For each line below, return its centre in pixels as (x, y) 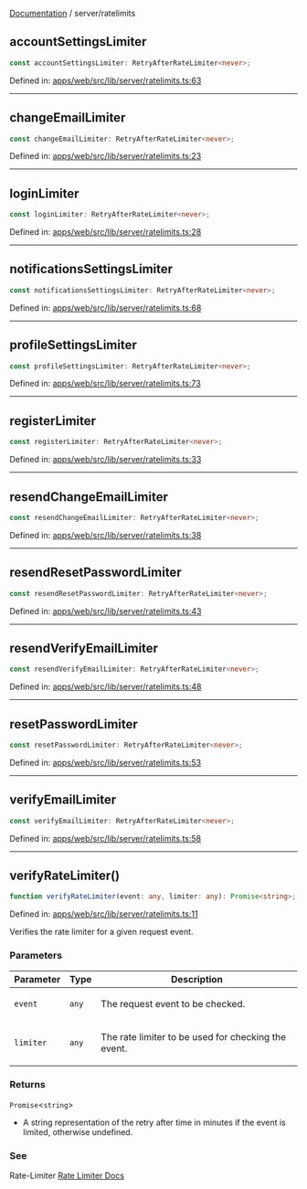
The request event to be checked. (173, 1003)
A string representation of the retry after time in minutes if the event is (154, 1122)
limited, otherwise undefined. (78, 1131)
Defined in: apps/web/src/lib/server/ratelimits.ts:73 (105, 384)
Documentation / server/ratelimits (73, 13)
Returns (27, 1085)
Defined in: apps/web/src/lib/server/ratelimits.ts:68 (106, 308)
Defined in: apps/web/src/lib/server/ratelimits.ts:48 (106, 687)
